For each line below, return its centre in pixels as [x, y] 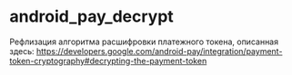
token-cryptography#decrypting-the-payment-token [108, 61]
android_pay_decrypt [92, 17]
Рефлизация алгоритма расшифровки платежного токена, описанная [144, 42]
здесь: [22, 51]
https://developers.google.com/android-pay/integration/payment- [159, 51]
